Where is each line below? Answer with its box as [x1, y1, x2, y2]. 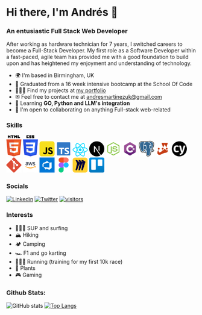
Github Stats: [6, 288, 46, 297]
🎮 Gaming [14, 271, 42, 278]
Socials [6, 182, 28, 190]
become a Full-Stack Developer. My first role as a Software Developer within [6, 47, 196, 54]
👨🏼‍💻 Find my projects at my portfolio [14, 87, 107, 94]
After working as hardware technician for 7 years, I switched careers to [6, 40, 183, 48]
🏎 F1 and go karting [14, 249, 66, 257]
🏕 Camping [14, 240, 45, 248]
